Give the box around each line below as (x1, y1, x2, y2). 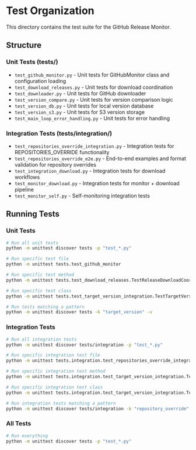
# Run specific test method (6, 272, 75, 278)
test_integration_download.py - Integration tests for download (14, 167, 166, 174)
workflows (14, 174, 40, 181)
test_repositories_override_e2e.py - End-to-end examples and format (14, 155, 187, 162)
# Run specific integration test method (6, 368, 106, 375)
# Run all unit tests (6, 240, 59, 246)
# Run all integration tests (6, 336, 77, 342)
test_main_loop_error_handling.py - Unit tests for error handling (14, 115, 170, 122)
